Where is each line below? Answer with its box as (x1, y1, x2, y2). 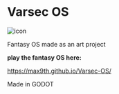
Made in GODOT (7, 80, 54, 88)
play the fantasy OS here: (7, 53, 82, 62)
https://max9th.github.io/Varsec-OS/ (7, 67, 112, 75)
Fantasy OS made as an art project (7, 40, 106, 48)
